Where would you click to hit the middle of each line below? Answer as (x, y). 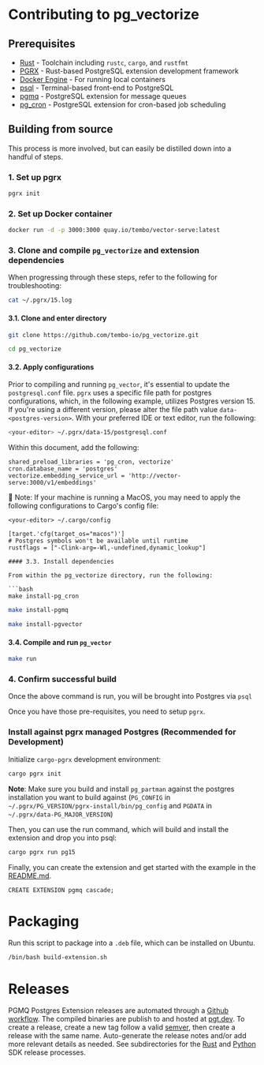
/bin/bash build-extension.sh (58, 958)
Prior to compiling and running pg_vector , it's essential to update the (119, 384)
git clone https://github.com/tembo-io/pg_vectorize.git (104, 335)
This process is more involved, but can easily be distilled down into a (120, 148)
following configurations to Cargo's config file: (84, 506)
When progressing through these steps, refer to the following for (113, 277)
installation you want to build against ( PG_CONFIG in (89, 797)
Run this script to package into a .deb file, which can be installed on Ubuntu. (132, 943)
